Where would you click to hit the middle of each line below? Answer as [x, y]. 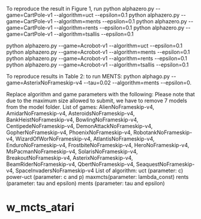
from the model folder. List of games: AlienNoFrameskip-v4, [80, 107]
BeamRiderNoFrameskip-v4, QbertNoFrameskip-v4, [70, 164]
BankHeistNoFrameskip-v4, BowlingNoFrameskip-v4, [72, 120]
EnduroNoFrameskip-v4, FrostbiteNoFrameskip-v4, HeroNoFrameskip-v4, [98, 145]
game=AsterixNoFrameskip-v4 [44, 83]
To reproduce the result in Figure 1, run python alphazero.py [80, 9]
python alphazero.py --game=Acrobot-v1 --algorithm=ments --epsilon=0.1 [98, 52]
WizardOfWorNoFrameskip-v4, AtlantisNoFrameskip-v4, [85, 139]
